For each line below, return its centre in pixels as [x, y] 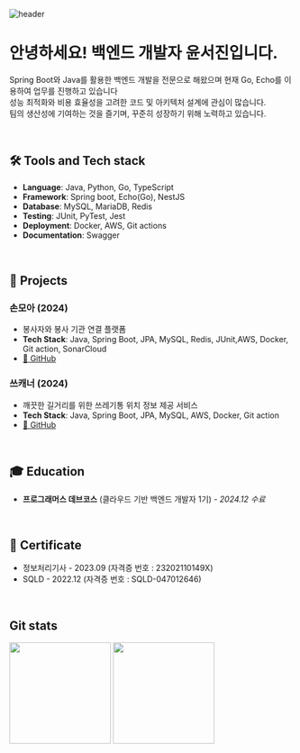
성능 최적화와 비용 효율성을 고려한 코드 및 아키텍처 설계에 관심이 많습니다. [138, 102]
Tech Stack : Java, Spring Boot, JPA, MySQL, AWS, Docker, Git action [150, 415]
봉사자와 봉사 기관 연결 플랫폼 [74, 330]
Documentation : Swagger [71, 235]
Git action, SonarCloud [64, 349]
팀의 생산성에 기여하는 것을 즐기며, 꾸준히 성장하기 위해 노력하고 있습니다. [138, 113]
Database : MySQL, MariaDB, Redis [87, 206]
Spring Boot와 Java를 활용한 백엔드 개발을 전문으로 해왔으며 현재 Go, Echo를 [145, 79]
